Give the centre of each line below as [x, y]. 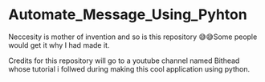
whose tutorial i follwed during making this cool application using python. [129, 68]
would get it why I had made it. [59, 45]
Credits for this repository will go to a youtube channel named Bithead [124, 61]
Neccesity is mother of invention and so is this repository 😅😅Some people [133, 37]
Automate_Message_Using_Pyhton [128, 15]
